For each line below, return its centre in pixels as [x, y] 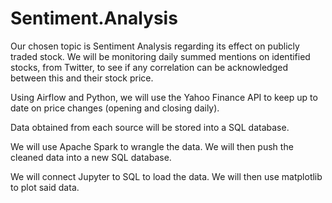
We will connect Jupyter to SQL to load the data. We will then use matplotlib [166, 176]
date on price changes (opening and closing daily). [115, 108]
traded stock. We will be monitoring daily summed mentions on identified [160, 56]
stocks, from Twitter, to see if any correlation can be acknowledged [149, 67]
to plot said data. [45, 187]
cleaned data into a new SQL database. [91, 157]
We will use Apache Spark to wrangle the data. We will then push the [152, 146]
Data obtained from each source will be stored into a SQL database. [150, 127]
